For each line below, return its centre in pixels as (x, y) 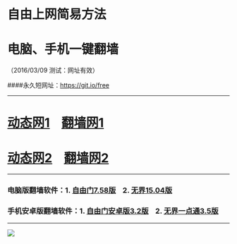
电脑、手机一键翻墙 (63, 49)
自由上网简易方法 (57, 14)
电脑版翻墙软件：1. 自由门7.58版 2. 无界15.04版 (90, 190)
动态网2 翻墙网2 (58, 158)
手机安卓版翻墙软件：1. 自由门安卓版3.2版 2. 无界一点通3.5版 (113, 211)
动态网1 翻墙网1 (56, 123)
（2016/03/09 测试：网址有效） (53, 71)
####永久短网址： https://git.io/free (58, 85)
